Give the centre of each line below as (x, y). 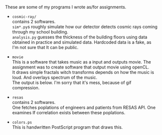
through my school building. (40, 32)
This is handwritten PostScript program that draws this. (67, 127)
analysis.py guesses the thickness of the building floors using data (80, 37)
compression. (26, 88)
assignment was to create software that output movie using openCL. (81, 67)
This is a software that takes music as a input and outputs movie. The (81, 62)
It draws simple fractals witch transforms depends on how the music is (83, 72)
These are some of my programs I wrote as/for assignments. (66, 7)
